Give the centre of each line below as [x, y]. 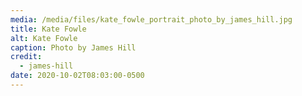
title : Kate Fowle [48, 29]
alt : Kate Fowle [44, 38]
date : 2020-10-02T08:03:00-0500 [77, 76]
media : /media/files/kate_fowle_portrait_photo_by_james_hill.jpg [151, 19]
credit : [26, 57]
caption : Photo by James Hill [73, 47]
